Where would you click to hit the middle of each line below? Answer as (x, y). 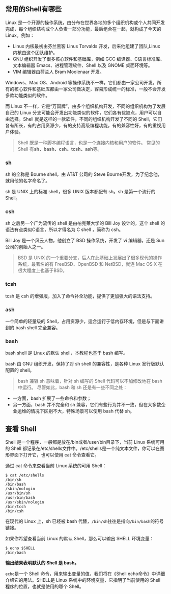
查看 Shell (21, 429)
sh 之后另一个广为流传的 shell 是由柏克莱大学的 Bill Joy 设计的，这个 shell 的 (85, 223)
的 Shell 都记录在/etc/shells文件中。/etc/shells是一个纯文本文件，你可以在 (83, 448)
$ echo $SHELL (20, 549)
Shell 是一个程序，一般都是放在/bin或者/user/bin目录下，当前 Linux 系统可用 (85, 442)
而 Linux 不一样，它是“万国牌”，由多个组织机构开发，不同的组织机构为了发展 (85, 106)
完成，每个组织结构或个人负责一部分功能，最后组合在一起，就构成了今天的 (83, 29)
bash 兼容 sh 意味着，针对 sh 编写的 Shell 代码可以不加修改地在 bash (90, 381)
